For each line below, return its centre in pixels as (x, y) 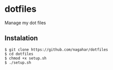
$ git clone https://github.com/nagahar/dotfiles (56, 50)
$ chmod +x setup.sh (26, 58)
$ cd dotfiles (19, 54)
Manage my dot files (25, 23)
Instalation (21, 38)
